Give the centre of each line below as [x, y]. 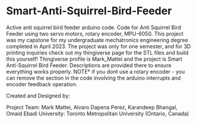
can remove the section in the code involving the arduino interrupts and [93, 78]
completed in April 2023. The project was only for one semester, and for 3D [99, 46]
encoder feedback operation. [42, 84]
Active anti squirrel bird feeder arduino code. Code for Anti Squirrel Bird [94, 27]
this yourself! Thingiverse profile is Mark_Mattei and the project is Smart [94, 59]
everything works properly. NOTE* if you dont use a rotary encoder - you [96, 71]
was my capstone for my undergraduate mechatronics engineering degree [97, 40]
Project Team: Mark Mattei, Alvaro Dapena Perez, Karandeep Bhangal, [92, 107]
